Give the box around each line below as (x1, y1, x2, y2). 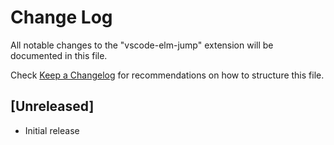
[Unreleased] (10, 98, 95, 115)
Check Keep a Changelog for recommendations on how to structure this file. (10, 69, 325, 81)
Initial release (24, 124, 80, 136)
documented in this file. (10, 49, 108, 61)
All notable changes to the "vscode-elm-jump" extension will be (10, 39, 274, 51)
